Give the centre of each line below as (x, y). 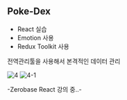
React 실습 (32, 29)
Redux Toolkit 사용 (43, 46)
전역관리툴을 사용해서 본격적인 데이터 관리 (64, 61)
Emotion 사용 (35, 37)
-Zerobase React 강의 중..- (44, 89)
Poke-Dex (29, 11)
